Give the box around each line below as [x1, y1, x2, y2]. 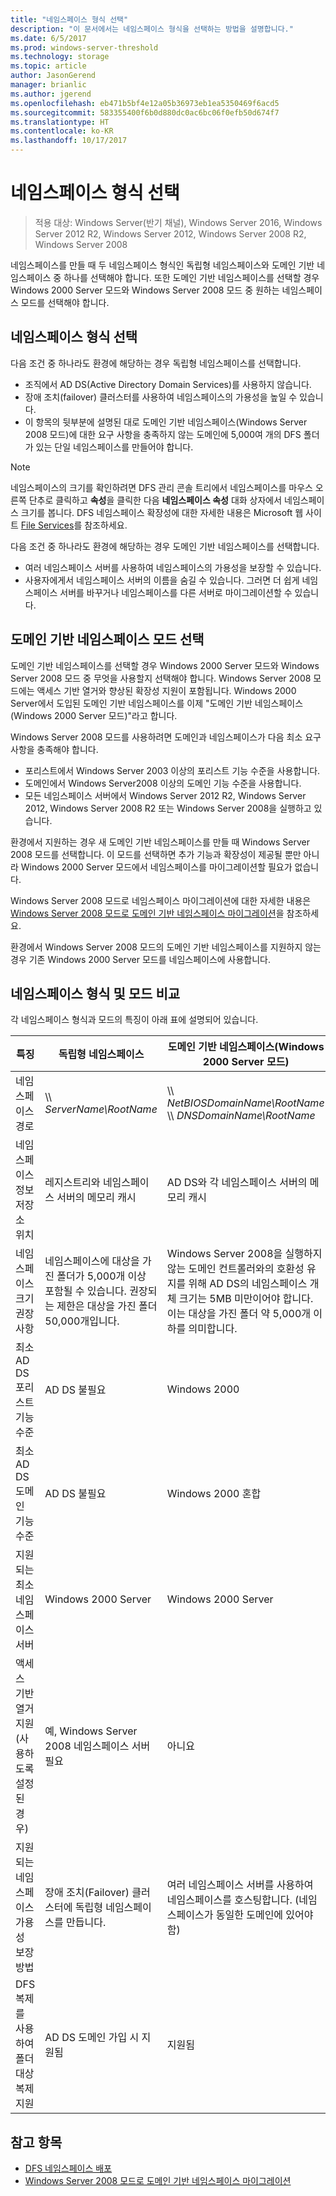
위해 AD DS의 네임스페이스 [188, 1277, 308, 1291]
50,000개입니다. [44, 1314, 120, 1328]
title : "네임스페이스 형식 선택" [10, 14, 129, 25]
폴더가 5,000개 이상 [56, 1269, 147, 1283]
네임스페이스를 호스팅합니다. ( [166, 1893, 300, 1907]
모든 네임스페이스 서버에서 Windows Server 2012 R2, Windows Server [24, 789, 307, 801]
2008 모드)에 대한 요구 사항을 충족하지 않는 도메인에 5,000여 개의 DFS [24, 428, 302, 440]
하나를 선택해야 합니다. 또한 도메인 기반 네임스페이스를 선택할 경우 [63, 271, 320, 283]
